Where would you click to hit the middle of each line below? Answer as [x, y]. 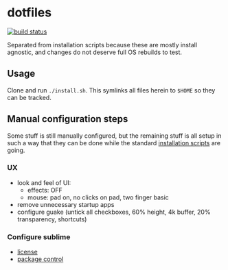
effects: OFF [45, 190]
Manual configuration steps [68, 119]
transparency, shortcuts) [52, 219]
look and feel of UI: [44, 182]
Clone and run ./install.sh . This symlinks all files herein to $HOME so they [111, 90]
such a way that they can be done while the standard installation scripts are [114, 143]
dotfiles [30, 13]
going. [16, 150]
